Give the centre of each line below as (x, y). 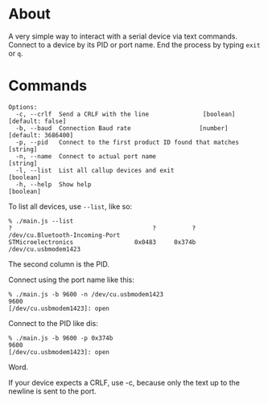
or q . (16, 53)
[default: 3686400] (41, 135)
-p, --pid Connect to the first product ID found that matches (128, 142)
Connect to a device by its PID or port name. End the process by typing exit (134, 44)
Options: (23, 107)
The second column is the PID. (59, 264)
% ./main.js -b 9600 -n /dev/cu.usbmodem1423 (86, 294)
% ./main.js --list (41, 221)
